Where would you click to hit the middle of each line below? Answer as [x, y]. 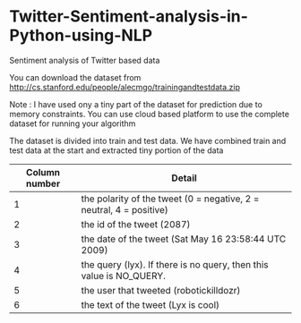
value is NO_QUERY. [123, 276]
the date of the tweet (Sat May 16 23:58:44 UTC [184, 239]
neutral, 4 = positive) [125, 209]
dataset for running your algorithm [73, 123]
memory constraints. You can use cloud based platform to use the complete [149, 114]
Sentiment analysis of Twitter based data [85, 60]
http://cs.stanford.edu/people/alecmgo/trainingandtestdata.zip [125, 87]
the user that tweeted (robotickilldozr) [161, 290]
